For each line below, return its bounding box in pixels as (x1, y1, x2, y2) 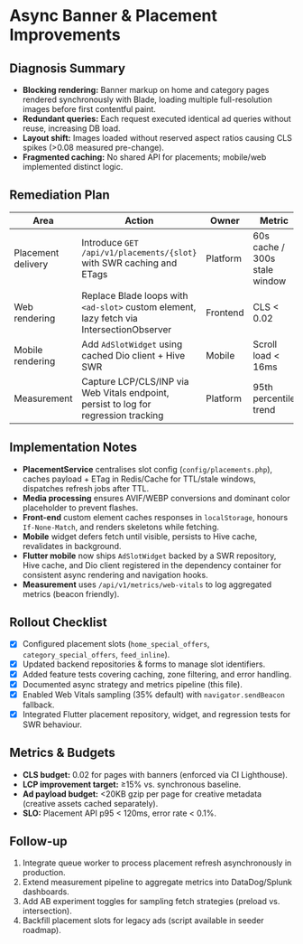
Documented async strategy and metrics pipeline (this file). (22, 678, 243, 689)
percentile (252, 392, 296, 405)
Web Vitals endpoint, (80, 386, 170, 398)
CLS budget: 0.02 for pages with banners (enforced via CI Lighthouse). (22, 769, 289, 780)
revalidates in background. (22, 540, 122, 551)
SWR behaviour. (22, 719, 83, 730)
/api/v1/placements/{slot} (80, 248, 197, 257)
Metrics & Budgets (9, 745, 115, 761)
